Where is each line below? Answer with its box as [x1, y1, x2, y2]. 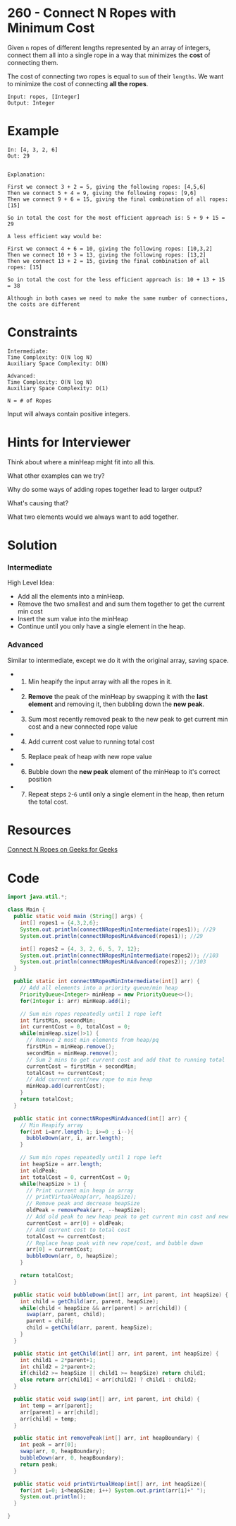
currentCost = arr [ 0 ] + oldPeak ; [25, 1219, 125, 1227]
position [27, 775, 51, 783]
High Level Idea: [7, 578, 55, 587]
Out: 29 [7, 152, 30, 160]
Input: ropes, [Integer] [7, 93, 80, 100]
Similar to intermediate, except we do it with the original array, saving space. [7, 656, 229, 664]
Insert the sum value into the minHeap [17, 615, 129, 623]
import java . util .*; [7, 893, 68, 900]
